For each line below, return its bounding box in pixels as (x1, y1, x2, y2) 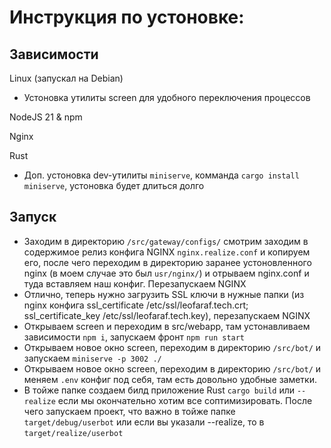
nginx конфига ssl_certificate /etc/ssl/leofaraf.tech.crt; (23, 299, 249, 311)
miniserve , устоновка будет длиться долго (23, 180, 205, 191)
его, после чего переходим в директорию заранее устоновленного (23, 256, 312, 268)
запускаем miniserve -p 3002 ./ (23, 352, 162, 364)
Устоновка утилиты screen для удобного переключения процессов (23, 92, 311, 103)
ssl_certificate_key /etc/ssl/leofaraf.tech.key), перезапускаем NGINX (23, 309, 311, 321)
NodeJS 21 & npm (9, 111, 83, 123)
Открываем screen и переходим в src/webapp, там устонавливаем (23, 320, 311, 332)
